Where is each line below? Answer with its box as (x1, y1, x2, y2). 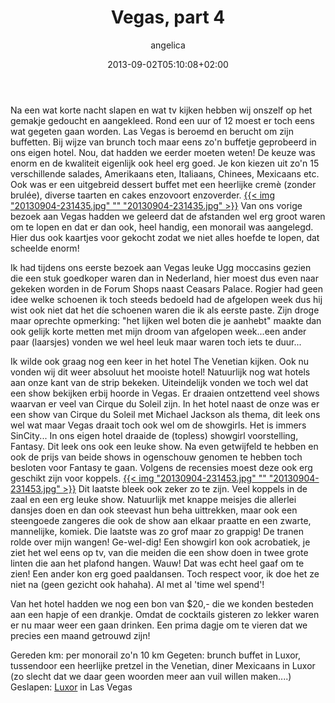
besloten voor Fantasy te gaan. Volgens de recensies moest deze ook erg (10, 461, 313, 473)
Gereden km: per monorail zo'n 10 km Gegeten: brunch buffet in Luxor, (10, 649, 301, 661)
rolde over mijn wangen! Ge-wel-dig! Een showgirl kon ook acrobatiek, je (10, 536, 311, 548)
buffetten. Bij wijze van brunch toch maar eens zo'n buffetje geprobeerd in (10, 136, 317, 148)
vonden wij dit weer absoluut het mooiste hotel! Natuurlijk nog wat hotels (10, 366, 311, 378)
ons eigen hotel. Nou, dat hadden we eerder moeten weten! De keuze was (10, 146, 316, 158)
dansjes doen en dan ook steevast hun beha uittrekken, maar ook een (10, 504, 298, 516)
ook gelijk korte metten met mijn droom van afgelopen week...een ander (10, 325, 307, 337)
